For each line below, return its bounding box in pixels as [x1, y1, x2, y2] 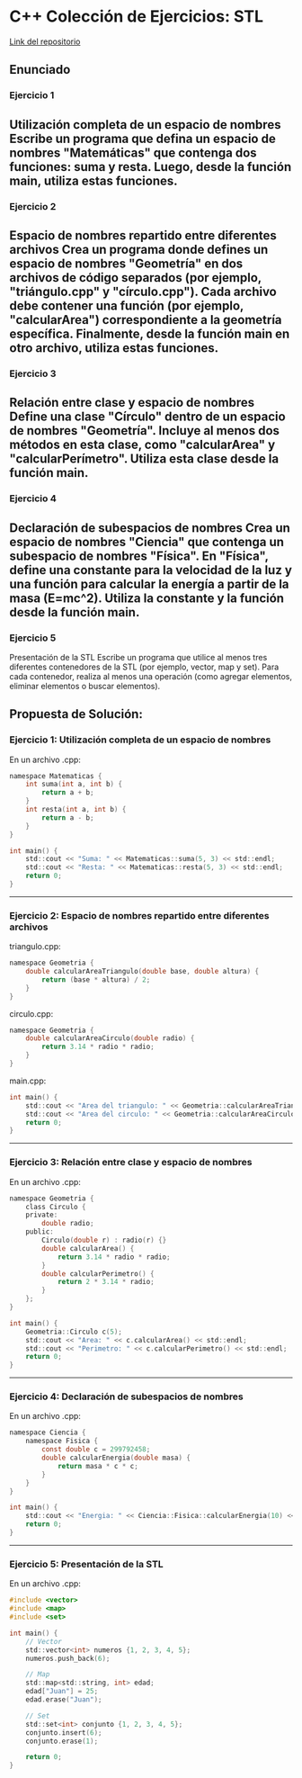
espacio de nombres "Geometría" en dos [9, 256, 244, 271]
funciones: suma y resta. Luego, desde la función [9, 159, 292, 175]
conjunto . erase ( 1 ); [25, 1737, 99, 1746]
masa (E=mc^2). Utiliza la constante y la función [9, 590, 285, 606]
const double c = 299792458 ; [41, 1445, 151, 1454]
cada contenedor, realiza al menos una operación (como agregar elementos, [9, 670, 293, 681]
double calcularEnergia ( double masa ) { [41, 1453, 191, 1463]
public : [25, 1227, 54, 1236]
